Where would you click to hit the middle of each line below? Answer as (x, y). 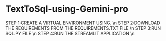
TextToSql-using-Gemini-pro (67, 9)
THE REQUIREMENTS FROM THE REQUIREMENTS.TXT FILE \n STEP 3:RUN (83, 28)
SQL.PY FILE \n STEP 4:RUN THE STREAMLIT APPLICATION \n (70, 33)
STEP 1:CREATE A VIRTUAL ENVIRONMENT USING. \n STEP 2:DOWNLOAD (83, 23)
